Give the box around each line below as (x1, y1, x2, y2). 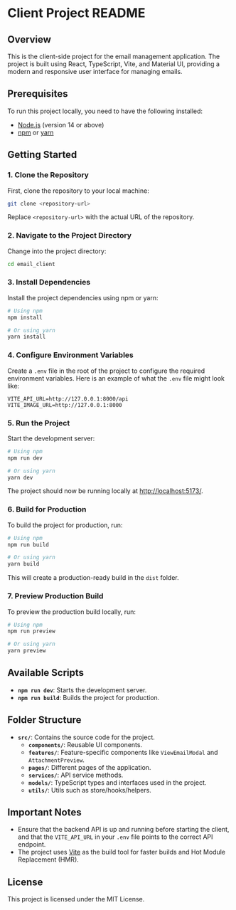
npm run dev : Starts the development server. (17, 685, 147, 694)
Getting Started (7, 149, 77, 161)
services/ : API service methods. (28, 771, 124, 779)
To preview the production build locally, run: (7, 607, 136, 616)
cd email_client (7, 260, 55, 268)
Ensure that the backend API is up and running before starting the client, (17, 825, 230, 834)
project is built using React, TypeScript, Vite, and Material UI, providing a (7, 60, 220, 68)
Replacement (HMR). (17, 855, 80, 864)
